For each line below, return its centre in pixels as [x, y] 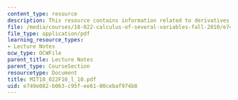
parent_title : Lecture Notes [50, 60]
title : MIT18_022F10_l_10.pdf [52, 79]
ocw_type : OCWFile [34, 54]
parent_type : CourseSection [49, 66]
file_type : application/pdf [49, 33]
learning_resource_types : [45, 40]
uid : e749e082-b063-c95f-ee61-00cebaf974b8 [73, 86]
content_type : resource [42, 14]
